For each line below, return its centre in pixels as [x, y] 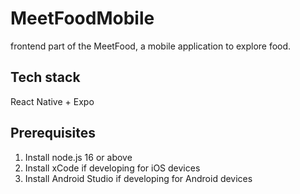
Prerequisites [53, 133]
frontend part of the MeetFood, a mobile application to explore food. [151, 46]
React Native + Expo [52, 101]
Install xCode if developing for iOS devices [112, 168]
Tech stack [45, 77]
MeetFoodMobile [82, 18]
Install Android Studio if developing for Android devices [138, 178]
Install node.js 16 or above [78, 157]
